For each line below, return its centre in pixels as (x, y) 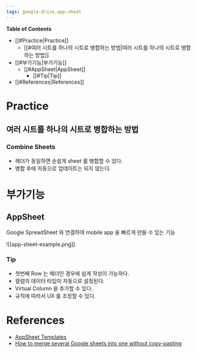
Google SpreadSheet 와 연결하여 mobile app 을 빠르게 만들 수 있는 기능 (91, 232)
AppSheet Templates (41, 337)
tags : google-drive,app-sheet (44, 12)
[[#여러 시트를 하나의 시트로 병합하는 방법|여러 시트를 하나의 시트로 (102, 47)
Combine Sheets (31, 147)
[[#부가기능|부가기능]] (41, 62)
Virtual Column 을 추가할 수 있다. (54, 288)
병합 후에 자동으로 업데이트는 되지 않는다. (63, 168)
